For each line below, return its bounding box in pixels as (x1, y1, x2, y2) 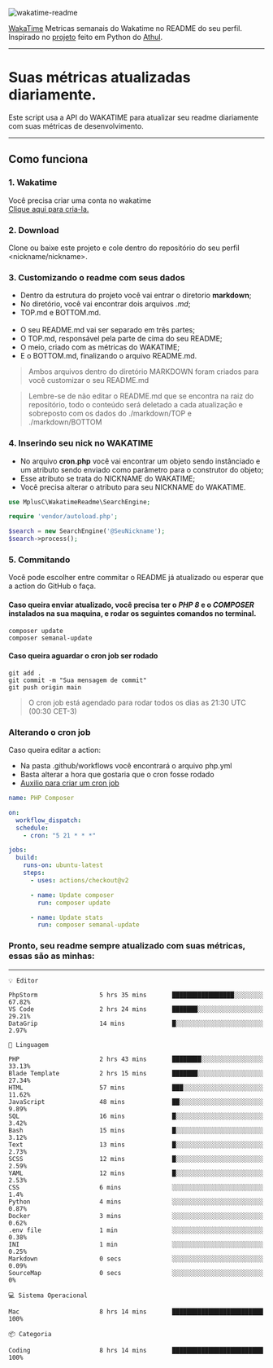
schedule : (15, 824, 49, 832)
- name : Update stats (29, 913, 104, 922)
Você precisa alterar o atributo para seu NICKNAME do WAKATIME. (19, 482, 246, 492)
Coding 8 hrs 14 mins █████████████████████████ (8, 1346, 264, 1354)
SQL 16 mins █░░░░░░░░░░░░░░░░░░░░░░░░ (8, 1112, 264, 1120)
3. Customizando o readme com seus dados (8, 271, 185, 283)
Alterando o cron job (8, 726, 91, 737)
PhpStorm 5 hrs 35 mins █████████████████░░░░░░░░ (8, 991, 264, 999)
